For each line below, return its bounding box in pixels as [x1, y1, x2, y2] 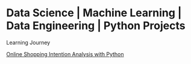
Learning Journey [6, 39, 51, 46]
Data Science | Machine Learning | [6, 6, 182, 20]
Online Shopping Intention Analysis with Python [6, 50, 125, 57]
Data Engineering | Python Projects [6, 19, 186, 33]
